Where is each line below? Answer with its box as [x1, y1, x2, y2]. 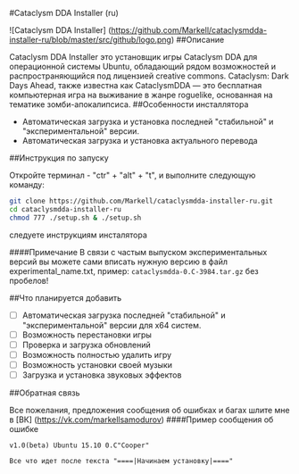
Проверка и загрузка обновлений [21, 339, 151, 350]
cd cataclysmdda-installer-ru [9, 204, 122, 213]
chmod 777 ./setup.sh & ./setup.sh [9, 213, 142, 222]
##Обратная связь [9, 387, 80, 398]
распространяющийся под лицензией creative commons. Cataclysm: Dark [9, 71, 289, 81]
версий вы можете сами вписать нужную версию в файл [9, 256, 228, 267]
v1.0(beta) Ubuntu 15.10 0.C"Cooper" [9, 441, 150, 450]
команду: [9, 179, 45, 190]
